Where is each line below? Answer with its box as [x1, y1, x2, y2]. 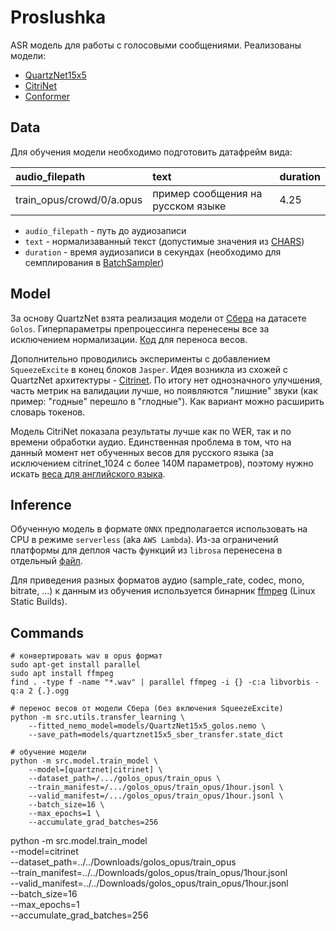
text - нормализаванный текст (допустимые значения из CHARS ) [24, 235, 305, 247]
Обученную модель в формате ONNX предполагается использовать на [10, 523, 308, 535]
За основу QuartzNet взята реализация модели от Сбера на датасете [10, 312, 307, 324]
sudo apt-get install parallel [10, 660, 141, 670]
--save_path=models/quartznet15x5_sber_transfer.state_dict [28, 730, 284, 740]
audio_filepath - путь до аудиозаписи [24, 224, 187, 236]
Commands [10, 624, 85, 641]
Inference [10, 496, 72, 513]
